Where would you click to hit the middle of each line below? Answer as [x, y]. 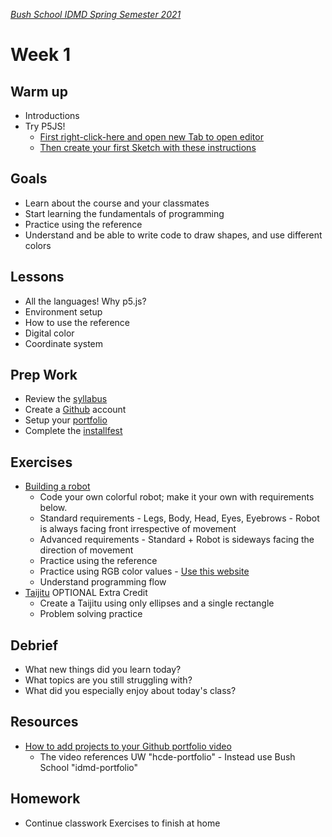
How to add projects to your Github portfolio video [128, 746]
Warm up [39, 91]
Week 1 [40, 55]
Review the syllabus [66, 399]
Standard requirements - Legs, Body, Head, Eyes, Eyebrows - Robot [179, 518]
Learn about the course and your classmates [117, 203]
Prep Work [44, 375]
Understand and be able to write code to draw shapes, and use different [173, 235]
